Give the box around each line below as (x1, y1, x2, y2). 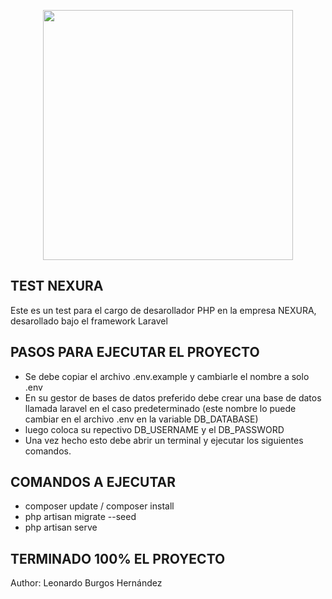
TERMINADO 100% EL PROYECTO (10, 550, 226, 567)
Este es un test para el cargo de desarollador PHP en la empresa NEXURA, (10, 304, 317, 316)
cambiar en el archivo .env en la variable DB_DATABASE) (24, 413, 259, 425)
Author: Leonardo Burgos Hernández (10, 577, 163, 589)
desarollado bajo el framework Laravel (10, 315, 168, 327)
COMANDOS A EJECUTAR (10, 474, 176, 491)
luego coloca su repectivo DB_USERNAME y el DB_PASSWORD (24, 423, 285, 435)
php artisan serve (24, 521, 98, 534)
